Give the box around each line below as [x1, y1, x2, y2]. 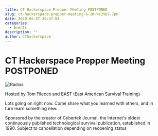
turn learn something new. [5, 105, 57, 111]
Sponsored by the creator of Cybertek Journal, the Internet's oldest [5, 115, 140, 120]
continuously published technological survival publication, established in [5, 120, 151, 126]
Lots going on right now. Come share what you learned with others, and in [5, 100, 153, 106]
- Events [9, 25, 27, 30]
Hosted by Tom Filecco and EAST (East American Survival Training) [5, 91, 140, 97]
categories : [5, 20, 29, 26]
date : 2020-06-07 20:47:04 [5, 16, 60, 21]
